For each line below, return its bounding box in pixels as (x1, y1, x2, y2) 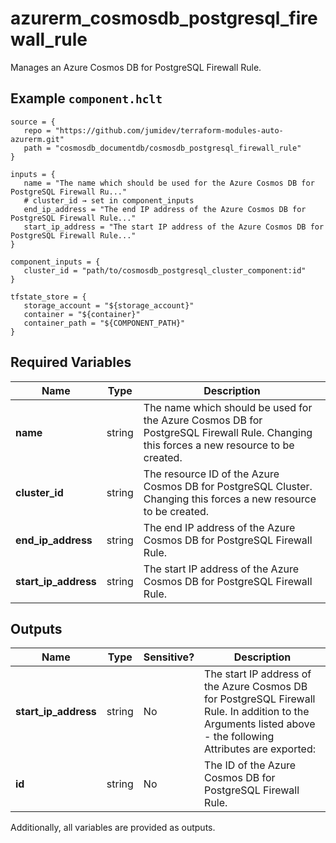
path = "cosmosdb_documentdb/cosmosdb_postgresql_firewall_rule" (23, 143, 302, 153)
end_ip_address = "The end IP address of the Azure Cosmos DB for (23, 204, 307, 214)
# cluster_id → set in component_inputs (23, 195, 195, 206)
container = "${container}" (23, 309, 141, 319)
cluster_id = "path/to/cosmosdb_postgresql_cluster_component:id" (23, 265, 307, 276)
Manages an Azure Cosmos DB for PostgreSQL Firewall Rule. (10, 61, 262, 73)
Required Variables (10, 354, 132, 371)
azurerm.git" (10, 134, 65, 144)
